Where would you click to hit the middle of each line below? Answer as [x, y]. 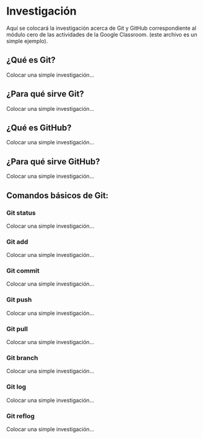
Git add [17, 242]
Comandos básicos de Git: [57, 195]
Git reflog [20, 416]
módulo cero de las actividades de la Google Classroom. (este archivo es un [102, 34]
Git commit [23, 271]
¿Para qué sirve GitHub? [53, 162]
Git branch [22, 357]
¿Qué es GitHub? [39, 128]
